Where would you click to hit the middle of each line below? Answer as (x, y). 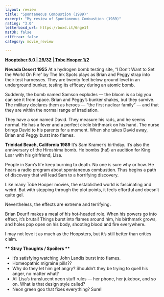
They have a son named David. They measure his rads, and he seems (75, 119)
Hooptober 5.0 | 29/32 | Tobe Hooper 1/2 (47, 60)
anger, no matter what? (35, 273)
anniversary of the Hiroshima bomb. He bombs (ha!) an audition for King (78, 149)
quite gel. (14, 195)
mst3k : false (18, 32)
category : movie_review (29, 42)
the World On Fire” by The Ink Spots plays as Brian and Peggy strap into (78, 74)
